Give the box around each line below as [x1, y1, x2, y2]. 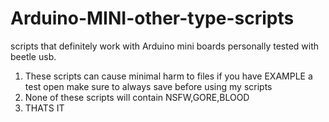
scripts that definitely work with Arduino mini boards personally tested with [10, 40, 320, 52]
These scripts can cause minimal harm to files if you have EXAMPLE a [24, 70, 313, 82]
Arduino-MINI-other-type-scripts [10, 7, 295, 30]
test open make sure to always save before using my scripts [24, 80, 273, 92]
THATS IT [24, 102, 65, 114]
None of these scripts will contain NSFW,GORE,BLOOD [24, 91, 250, 103]
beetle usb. [10, 50, 57, 62]
